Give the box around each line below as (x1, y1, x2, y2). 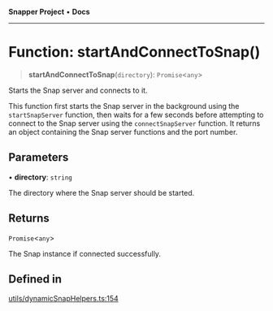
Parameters (8, 150, 69, 165)
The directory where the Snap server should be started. (8, 188, 195, 197)
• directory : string (8, 172, 73, 182)
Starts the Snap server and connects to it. (8, 85, 148, 95)
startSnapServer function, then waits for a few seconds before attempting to (8, 110, 264, 119)
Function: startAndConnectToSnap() (8, 43, 261, 62)
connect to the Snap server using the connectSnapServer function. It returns (8, 118, 261, 128)
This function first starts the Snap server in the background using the (8, 101, 240, 110)
